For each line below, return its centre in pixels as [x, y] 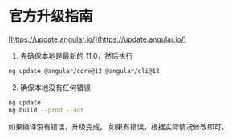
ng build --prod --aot [46, 110]
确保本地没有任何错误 [55, 87]
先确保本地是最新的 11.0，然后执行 [76, 55]
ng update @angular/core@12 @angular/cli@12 [84, 71]
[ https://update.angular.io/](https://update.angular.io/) [98, 39]
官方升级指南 [51, 16]
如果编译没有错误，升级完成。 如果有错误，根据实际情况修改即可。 [118, 126]
